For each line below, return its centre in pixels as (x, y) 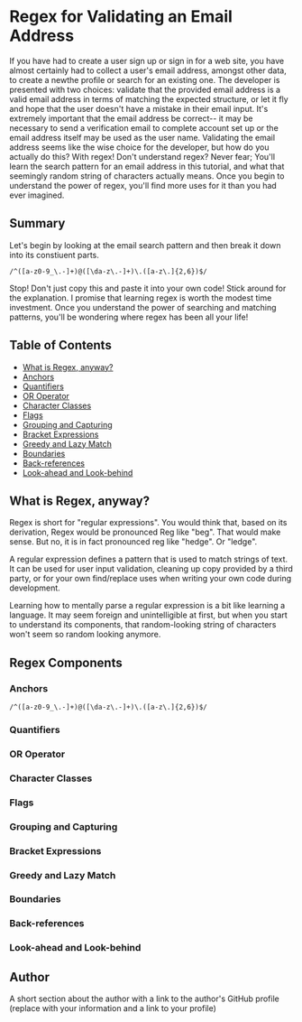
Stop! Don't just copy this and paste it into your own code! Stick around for (148, 288)
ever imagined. (37, 195)
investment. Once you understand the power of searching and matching (143, 307)
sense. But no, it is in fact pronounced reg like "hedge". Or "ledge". (133, 542)
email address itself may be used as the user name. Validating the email (142, 137)
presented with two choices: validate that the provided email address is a (145, 89)
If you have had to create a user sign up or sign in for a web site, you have (147, 60)
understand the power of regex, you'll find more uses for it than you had (143, 185)
